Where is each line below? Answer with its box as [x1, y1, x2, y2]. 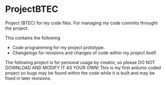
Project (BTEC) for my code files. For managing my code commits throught [5, 20, 158, 26]
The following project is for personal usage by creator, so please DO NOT [5, 59, 156, 65]
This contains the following [5, 35, 61, 41]
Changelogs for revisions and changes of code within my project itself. [12, 50, 158, 56]
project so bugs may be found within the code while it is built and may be [5, 70, 155, 76]
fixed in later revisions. [5, 75, 52, 81]
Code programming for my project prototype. [12, 44, 105, 50]
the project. [5, 25, 29, 31]
